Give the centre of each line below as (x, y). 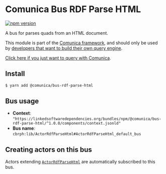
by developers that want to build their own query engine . (64, 48)
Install (15, 74)
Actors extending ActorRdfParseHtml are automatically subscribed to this (80, 162)
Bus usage (22, 101)
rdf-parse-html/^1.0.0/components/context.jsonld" (67, 124)
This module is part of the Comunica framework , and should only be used (81, 43)
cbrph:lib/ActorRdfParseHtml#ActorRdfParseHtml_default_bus (77, 134)
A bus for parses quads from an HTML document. (57, 33)
